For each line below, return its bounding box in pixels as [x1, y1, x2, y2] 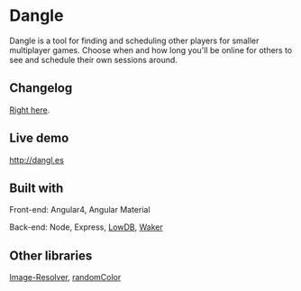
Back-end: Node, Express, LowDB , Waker [9, 222, 164, 232]
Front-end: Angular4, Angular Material [9, 205, 150, 215]
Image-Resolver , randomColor [9, 272, 122, 283]
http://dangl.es [9, 154, 65, 165]
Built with [9, 180, 64, 196]
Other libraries [9, 248, 93, 263]
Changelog [9, 80, 73, 95]
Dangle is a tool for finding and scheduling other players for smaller [9, 35, 260, 46]
